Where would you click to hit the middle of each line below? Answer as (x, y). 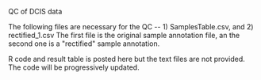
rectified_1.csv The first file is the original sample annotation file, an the (124, 35)
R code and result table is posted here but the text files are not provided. (127, 59)
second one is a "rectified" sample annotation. (84, 44)
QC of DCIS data (35, 11)
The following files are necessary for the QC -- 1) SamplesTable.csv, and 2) (131, 27)
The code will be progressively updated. (74, 67)
